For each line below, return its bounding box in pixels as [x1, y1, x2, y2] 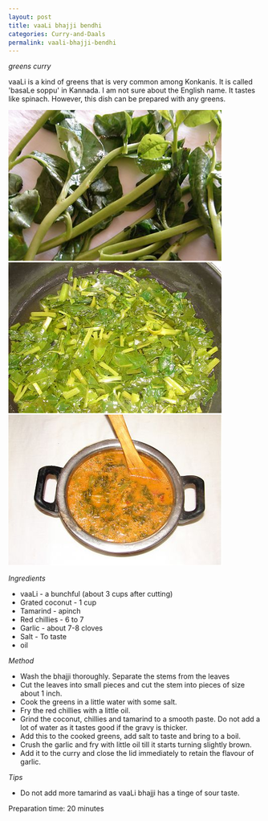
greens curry [8, 61, 51, 72]
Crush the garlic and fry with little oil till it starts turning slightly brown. [19, 740, 253, 749]
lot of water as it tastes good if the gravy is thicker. [19, 723, 189, 733]
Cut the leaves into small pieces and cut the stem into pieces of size [19, 680, 246, 690]
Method [8, 656, 35, 666]
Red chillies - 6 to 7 [19, 615, 84, 625]
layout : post [8, 13, 52, 21]
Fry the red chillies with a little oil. [19, 706, 131, 716]
